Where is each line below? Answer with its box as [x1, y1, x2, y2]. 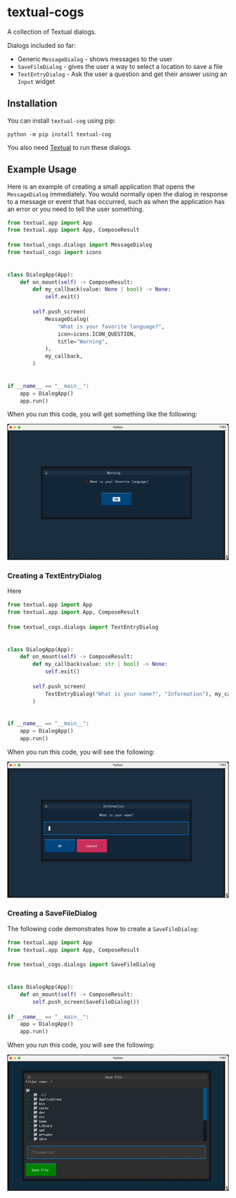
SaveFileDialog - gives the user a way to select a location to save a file [17, 62, 223, 70]
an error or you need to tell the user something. [7, 205, 144, 213]
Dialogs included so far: [7, 41, 76, 49]
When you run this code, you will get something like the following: [7, 410, 198, 419]
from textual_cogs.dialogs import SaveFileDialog [7, 961, 156, 969]
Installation [7, 98, 58, 110]
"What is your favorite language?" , [57, 323, 165, 330]
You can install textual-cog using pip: [7, 116, 116, 125]
